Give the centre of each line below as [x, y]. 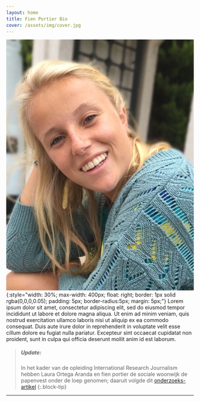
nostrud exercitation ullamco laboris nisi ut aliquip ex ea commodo [87, 320]
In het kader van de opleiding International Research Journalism [99, 367]
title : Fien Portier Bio [37, 19]
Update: [31, 352]
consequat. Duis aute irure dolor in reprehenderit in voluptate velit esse [93, 326]
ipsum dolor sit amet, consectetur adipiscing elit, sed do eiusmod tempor [96, 307]
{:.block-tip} [52, 386]
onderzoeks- [170, 380]
